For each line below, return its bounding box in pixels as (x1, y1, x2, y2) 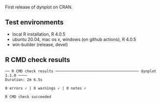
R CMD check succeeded (5, 94, 51, 99)
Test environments (5, 18, 64, 26)
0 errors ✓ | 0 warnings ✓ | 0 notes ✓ (5, 85, 87, 91)
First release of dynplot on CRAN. (5, 4, 73, 10)
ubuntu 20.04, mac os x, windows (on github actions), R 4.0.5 (12, 36, 137, 42)
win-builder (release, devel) (12, 41, 69, 47)
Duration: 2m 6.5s (5, 77, 43, 82)
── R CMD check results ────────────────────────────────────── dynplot (5, 68, 157, 74)
